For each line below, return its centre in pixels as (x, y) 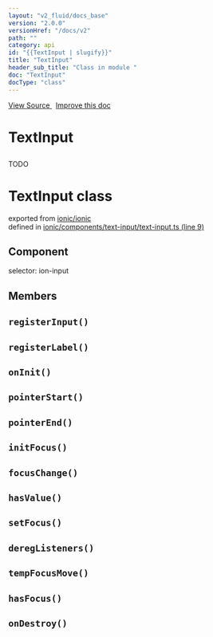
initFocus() (38, 448)
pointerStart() (46, 397)
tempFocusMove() (49, 573)
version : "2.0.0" (37, 23)
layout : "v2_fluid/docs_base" (59, 16)
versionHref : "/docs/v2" (49, 30)
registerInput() (49, 322)
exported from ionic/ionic (50, 218)
